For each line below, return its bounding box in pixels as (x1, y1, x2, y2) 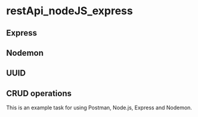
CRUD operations (6, 88, 72, 99)
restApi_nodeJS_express (6, 4, 133, 18)
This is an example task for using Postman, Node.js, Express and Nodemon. (6, 104, 193, 111)
